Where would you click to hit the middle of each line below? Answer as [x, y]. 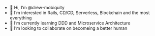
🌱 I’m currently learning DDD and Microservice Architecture [70, 23]
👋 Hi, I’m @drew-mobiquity [37, 8]
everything [21, 18]
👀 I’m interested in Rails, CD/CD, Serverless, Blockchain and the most [80, 13]
